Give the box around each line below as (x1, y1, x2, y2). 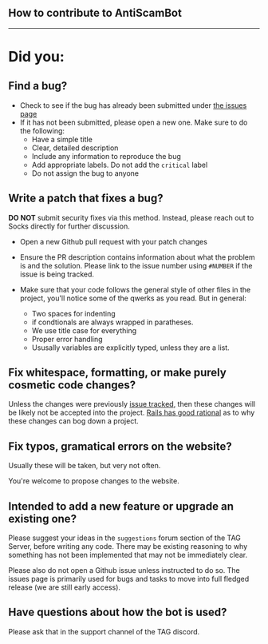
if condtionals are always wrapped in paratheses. (31, 317, 194, 327)
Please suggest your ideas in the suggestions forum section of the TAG (8, 533, 242, 543)
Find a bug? (8, 79, 68, 93)
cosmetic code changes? (8, 379, 136, 392)
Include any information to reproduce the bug (31, 151, 182, 161)
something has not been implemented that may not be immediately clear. (8, 551, 248, 560)
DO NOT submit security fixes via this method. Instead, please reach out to (8, 213, 254, 222)
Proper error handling (31, 334, 103, 344)
